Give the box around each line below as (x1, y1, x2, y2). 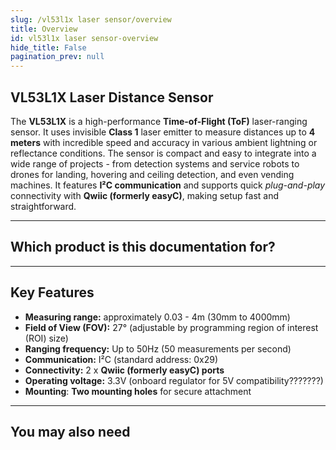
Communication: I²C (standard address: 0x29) (24, 353, 218, 365)
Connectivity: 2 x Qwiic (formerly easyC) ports (24, 364, 225, 376)
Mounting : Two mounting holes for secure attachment (24, 385, 252, 397)
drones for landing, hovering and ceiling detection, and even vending (10, 168, 295, 180)
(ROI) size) (24, 332, 69, 344)
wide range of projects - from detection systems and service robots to (10, 157, 300, 170)
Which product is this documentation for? (10, 239, 276, 256)
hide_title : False (10, 42, 87, 53)
